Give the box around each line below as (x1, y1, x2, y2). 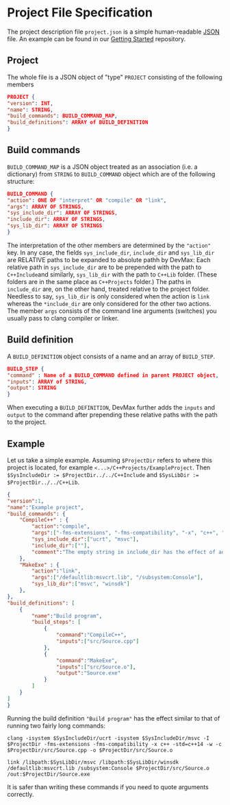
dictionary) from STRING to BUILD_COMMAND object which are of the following (7, 170, 216, 178)
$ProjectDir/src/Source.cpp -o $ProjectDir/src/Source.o (7, 747, 173, 754)
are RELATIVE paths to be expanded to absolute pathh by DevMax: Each (7, 255, 211, 264)
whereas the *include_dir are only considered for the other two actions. (7, 299, 212, 307)
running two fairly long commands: (7, 721, 106, 730)
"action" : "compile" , (31, 523, 90, 530)
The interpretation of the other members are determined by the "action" (7, 241, 211, 249)
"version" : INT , (7, 100, 53, 107)
